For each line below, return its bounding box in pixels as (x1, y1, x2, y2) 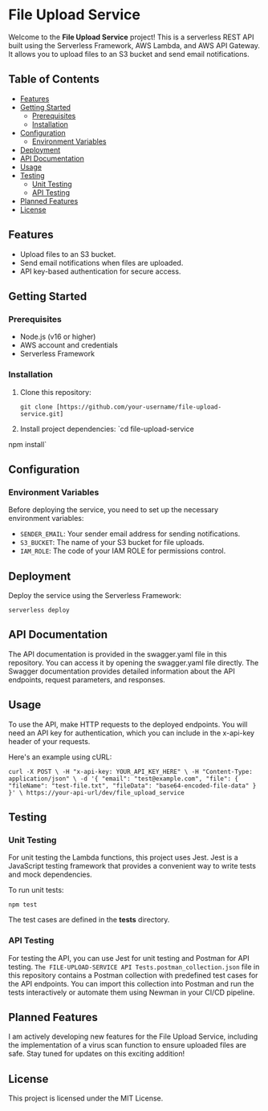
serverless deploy (8, 606, 70, 615)
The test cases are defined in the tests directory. (8, 915, 170, 925)
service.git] (19, 409, 64, 418)
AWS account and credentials (19, 340, 119, 350)
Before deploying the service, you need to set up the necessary (8, 505, 219, 515)
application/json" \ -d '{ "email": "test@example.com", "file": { (8, 775, 239, 783)
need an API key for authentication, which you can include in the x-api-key (8, 728, 255, 738)
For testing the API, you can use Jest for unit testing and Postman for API (8, 953, 250, 962)
